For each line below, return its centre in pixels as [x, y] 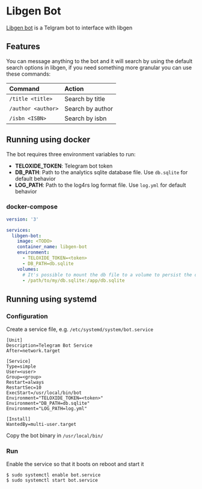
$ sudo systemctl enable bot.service [54, 475]
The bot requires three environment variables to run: [71, 154]
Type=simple [21, 367]
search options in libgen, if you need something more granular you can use [99, 67]
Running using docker [48, 140]
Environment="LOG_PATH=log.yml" [47, 409]
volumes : [28, 269]
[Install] [19, 419]
